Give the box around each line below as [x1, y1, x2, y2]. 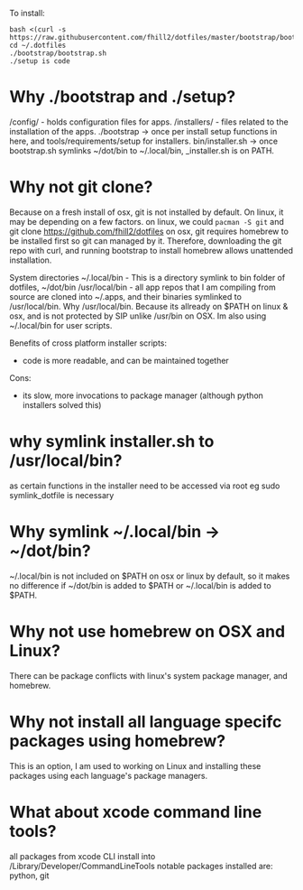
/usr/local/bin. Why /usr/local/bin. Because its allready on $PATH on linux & [9, 301, 289, 311]
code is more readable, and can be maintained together [22, 355, 230, 366]
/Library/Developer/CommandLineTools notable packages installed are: [9, 860, 273, 871]
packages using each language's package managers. [9, 770, 208, 781]
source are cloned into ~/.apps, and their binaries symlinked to [9, 291, 242, 301]
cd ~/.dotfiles [9, 41, 67, 50]
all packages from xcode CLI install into [9, 850, 156, 861]
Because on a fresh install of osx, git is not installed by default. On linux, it [9, 207, 284, 218]
